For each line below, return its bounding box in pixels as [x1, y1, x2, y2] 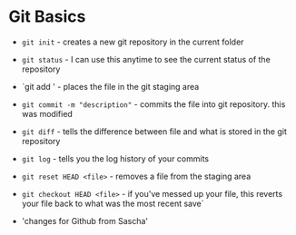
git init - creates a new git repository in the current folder [21, 36, 244, 47]
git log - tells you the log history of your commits [21, 152, 210, 164]
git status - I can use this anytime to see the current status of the [21, 54, 271, 64]
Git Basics [8, 6, 86, 27]
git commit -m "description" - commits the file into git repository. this [21, 98, 286, 110]
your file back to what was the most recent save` [21, 198, 205, 209]
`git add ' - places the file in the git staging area [21, 81, 200, 92]
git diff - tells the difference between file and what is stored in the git [21, 125, 288, 137]
